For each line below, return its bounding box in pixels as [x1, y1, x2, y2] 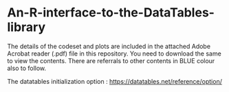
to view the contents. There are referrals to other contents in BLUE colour [7, 56, 215, 65]
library [7, 19, 46, 35]
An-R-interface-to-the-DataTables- [7, 5, 215, 21]
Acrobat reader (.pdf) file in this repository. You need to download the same [7, 49, 221, 58]
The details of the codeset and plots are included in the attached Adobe [7, 42, 211, 50]
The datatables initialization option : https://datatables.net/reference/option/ [7, 77, 222, 85]
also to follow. [7, 64, 47, 72]
